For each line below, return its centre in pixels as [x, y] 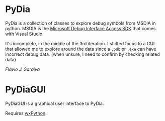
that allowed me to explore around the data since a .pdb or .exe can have [81, 49]
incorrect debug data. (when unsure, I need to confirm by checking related [82, 54]
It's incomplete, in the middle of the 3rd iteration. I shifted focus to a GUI [80, 43]
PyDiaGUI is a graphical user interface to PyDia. [55, 103]
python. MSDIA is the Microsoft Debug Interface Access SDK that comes [80, 28]
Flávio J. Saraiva [23, 69]
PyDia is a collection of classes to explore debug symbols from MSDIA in [80, 23]
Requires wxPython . [26, 113]
